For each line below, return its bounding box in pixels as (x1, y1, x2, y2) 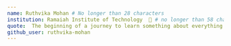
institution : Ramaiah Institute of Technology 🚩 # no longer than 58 (7, 16, 214, 23)
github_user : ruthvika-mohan (7, 28, 91, 36)
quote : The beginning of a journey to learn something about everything (7, 22, 223, 29)
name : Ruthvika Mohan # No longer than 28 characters (7, 9, 165, 17)
